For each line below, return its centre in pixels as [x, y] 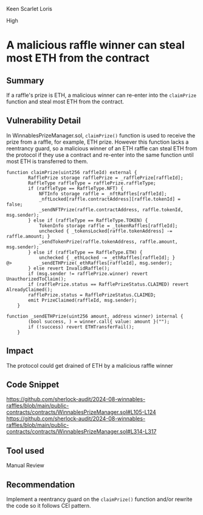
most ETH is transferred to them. [47, 161]
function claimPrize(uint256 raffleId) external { [72, 172]
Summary [25, 81]
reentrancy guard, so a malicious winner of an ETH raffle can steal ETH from [102, 148]
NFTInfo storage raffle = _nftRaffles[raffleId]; [103, 194]
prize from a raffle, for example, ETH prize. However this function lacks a [98, 142]
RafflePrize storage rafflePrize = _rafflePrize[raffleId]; [106, 178]
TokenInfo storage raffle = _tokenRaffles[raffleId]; [108, 226]
